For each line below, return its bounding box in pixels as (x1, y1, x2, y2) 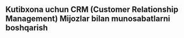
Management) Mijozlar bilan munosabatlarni (5, 14, 171, 24)
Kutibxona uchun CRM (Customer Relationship (5, 5, 179, 15)
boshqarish (5, 23, 48, 33)
